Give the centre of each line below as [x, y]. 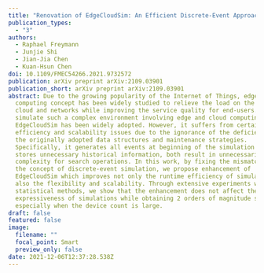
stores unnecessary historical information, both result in [115, 154]
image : [19, 228]
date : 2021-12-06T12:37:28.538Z [61, 256]
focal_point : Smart [47, 242]
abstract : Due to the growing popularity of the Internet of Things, [125, 96]
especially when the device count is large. [89, 205]
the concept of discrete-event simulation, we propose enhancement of [133, 169]
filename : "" [37, 235]
